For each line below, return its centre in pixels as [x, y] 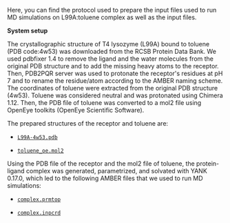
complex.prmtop [39, 200]
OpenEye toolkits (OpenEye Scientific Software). [76, 110]
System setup [28, 31]
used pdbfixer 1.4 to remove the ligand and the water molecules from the [110, 59]
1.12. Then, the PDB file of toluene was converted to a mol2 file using [104, 103]
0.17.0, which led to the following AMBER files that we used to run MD [105, 178]
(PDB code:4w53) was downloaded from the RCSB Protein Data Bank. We [112, 51]
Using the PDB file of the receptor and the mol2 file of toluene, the [101, 164]
